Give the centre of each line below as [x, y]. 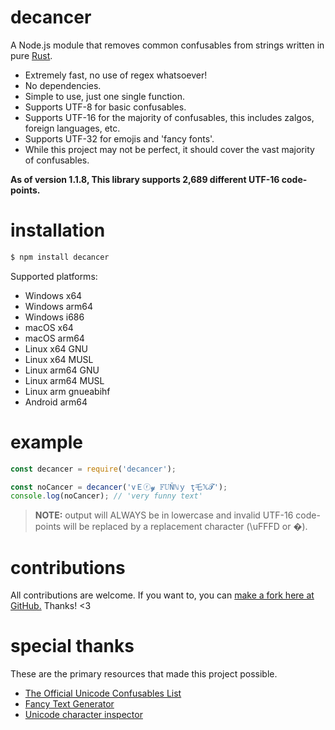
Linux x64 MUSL [59, 359]
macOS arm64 [54, 338]
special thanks [72, 646]
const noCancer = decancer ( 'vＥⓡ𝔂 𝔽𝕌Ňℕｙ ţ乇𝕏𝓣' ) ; [119, 487]
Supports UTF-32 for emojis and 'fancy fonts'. [119, 138]
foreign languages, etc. [72, 128]
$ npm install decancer [60, 257]
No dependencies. [63, 85]
